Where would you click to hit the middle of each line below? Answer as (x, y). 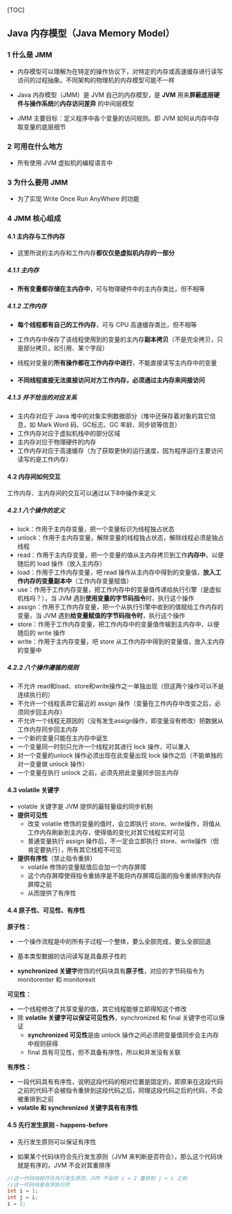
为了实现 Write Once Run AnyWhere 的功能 (78, 199)
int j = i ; (23, 1197)
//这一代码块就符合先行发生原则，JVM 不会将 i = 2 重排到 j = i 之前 (97, 1178)
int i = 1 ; (23, 1191)
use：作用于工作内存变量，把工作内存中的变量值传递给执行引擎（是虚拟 (119, 590)
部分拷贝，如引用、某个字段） (66, 348)
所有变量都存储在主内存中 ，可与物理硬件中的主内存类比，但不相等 (111, 289)
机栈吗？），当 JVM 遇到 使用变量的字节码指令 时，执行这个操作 (106, 598)
